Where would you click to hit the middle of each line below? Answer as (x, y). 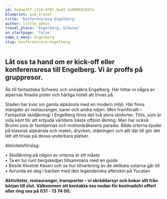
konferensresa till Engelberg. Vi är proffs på (74, 70)
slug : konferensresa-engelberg (38, 42)
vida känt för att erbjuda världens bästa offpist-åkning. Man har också (77, 120)
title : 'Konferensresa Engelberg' (41, 19)
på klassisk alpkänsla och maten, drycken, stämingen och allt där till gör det (83, 130)
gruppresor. (24, 77)
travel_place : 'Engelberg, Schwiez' (43, 28)
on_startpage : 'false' (29, 33)
